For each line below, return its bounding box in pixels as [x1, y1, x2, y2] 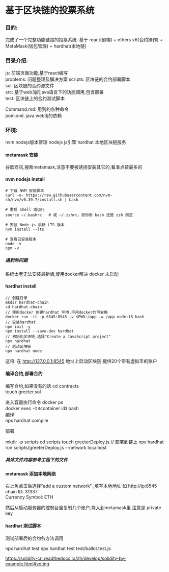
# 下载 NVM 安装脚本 [5, 188, 44, 194]
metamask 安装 [5, 152, 38, 158]
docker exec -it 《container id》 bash [5, 405, 79, 411]
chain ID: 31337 [5, 489, 38, 495]
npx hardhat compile [5, 417, 48, 423]
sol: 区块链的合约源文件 [5, 82, 54, 88]
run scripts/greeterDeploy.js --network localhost [5, 444, 107, 450]
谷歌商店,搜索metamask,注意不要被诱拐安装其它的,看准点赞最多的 [5, 164, 143, 170]
